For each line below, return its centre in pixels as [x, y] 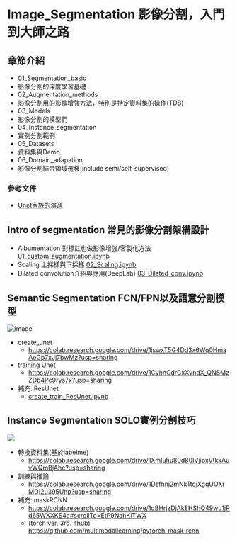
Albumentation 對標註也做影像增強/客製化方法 [84, 248]
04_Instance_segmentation [57, 127]
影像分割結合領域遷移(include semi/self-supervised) [93, 168]
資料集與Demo [39, 152]
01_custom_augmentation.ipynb [63, 256]
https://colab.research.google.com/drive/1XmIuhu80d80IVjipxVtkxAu [129, 460]
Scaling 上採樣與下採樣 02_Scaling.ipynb [77, 265]
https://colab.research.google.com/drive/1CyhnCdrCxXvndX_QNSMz [129, 372]
